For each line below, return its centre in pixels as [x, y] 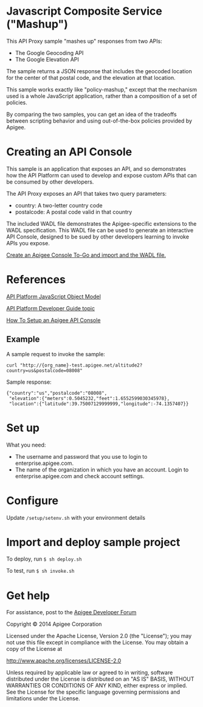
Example [23, 339]
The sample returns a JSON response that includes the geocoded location [99, 71]
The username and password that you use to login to [81, 456]
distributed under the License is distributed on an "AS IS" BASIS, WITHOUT [100, 679]
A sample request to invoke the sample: [56, 354]
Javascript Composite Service [84, 11]
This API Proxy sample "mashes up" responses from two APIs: [84, 41]
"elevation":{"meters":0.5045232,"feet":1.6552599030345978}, [89, 398]
